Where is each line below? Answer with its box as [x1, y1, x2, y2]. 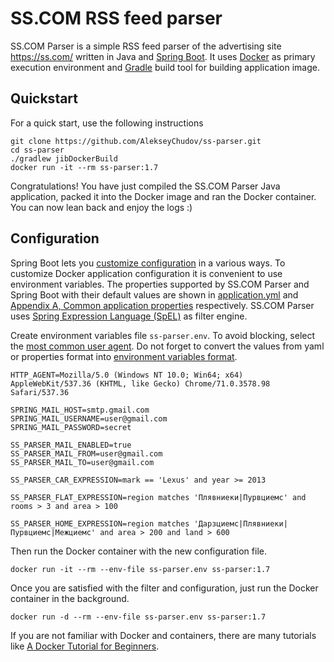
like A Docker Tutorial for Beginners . [10, 640, 160, 652]
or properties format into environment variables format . [10, 350, 238, 362]
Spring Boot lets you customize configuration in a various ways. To [10, 257, 286, 269]
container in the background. [10, 592, 130, 604]
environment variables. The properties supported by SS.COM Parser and [10, 278, 310, 290]
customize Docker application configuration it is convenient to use [10, 267, 283, 279]
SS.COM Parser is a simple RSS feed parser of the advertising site [10, 40, 282, 52]
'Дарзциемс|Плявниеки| [193, 518, 288, 529]
